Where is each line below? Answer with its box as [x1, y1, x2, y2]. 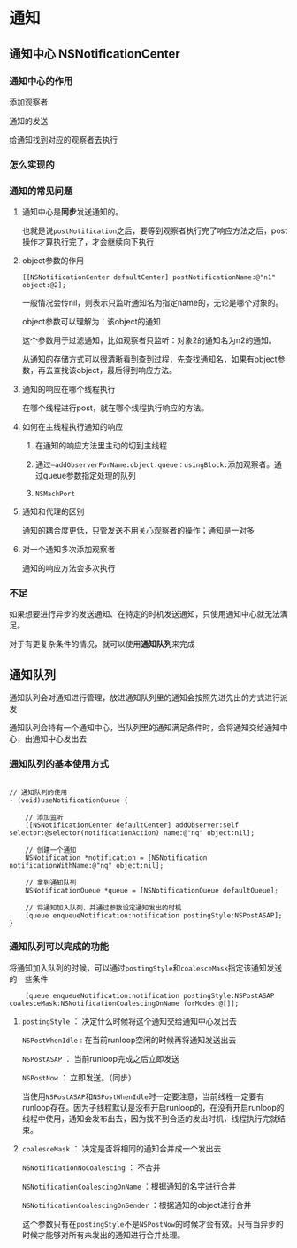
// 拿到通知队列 [25, 878, 77, 887]
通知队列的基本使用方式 [9, 758, 109, 770]
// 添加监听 [25, 813, 64, 822]
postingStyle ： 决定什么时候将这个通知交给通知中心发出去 [21, 1016, 237, 1026]
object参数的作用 [21, 255, 84, 266]
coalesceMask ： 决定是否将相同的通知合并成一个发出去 [21, 1143, 222, 1153]
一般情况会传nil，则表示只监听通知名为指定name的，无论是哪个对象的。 [21, 298, 284, 308]
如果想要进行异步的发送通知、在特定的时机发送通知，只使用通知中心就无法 [9, 609, 280, 620]
